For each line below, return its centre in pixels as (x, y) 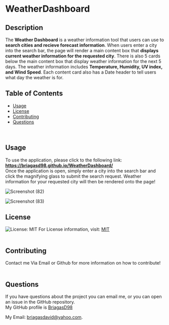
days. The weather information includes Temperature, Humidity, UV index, (84, 67)
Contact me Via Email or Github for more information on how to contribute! (83, 263)
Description (24, 28)
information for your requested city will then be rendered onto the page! (80, 181)
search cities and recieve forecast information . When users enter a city (81, 45)
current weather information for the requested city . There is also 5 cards (83, 56)
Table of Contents (34, 94)
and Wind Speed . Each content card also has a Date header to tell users (81, 72)
